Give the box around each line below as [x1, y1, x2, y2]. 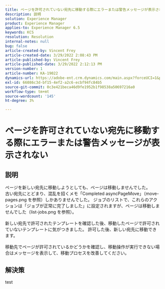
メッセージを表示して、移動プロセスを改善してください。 [13, 250, 129, 256]
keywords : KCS [5, 30, 34, 35]
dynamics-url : [5, 75, 34, 80]
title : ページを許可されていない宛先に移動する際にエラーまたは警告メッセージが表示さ [5, 7, 160, 12]
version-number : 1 [5, 67, 43, 72]
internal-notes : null [5, 39, 50, 44]
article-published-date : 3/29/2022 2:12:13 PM [5, 62, 102, 67]
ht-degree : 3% [5, 98, 34, 103]
